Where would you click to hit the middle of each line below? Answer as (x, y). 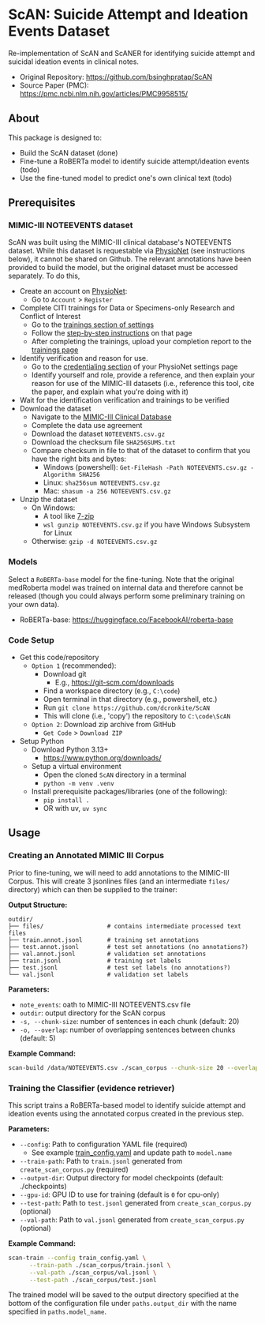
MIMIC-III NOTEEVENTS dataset (71, 225)
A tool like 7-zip (69, 516)
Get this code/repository (59, 658)
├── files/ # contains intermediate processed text (125, 926)
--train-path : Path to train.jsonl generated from (101, 1161)
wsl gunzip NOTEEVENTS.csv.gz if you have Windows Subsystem (147, 525)
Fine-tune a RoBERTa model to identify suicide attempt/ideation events (134, 161)
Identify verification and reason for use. (84, 358)
